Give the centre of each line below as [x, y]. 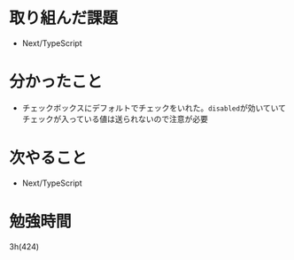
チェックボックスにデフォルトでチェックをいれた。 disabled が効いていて [154, 108]
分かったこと [56, 82]
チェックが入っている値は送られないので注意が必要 [115, 119]
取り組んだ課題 [64, 18]
